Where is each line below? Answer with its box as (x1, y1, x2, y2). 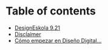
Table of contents (5, 4, 96, 18)
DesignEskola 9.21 (14, 24, 61, 31)
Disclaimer (14, 30, 42, 37)
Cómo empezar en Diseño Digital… (14, 37, 102, 44)
